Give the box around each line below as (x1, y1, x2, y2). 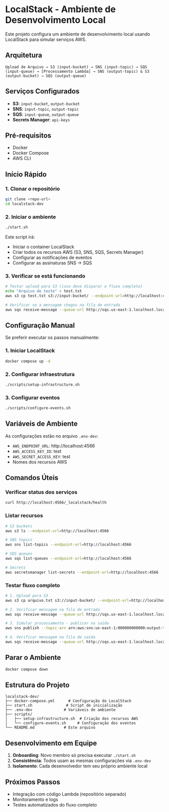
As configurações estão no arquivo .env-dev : (5, 433, 99, 439)
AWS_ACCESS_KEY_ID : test (12, 448, 62, 454)
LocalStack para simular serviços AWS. (5, 36, 87, 42)
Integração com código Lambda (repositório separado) (12, 791, 127, 797)
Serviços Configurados (5, 87, 79, 96)
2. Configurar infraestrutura (5, 371, 75, 378)
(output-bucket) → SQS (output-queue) (5, 73, 87, 78)
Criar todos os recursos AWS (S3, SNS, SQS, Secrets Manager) (12, 249, 144, 255)
